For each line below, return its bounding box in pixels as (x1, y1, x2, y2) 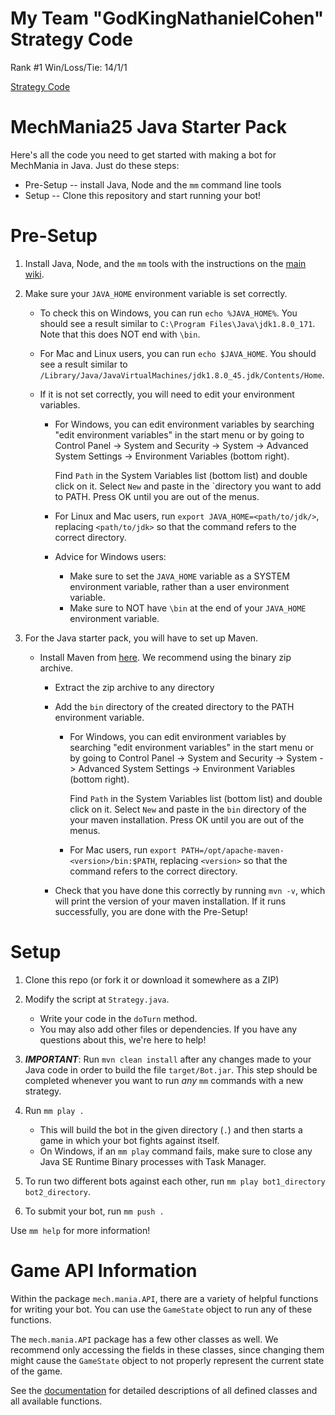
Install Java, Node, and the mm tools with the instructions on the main (24, 257, 307, 269)
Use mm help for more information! (10, 1224, 151, 1236)
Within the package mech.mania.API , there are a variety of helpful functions (10, 1292, 319, 1304)
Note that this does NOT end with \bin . (39, 328, 201, 340)
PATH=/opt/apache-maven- (181, 845, 285, 856)
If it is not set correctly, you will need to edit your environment (39, 388, 295, 400)
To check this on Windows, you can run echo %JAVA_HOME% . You (39, 307, 298, 319)
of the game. (10, 1365, 63, 1377)
